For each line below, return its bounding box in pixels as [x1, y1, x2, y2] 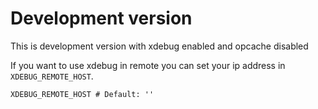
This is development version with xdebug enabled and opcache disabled [10, 40, 309, 52]
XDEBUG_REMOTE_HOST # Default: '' [10, 89, 155, 99]
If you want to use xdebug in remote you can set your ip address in [10, 59, 286, 71]
